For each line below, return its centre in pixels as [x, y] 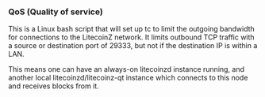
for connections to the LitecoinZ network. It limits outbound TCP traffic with [132, 37]
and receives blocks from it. [54, 86]
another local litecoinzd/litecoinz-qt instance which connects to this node [128, 78]
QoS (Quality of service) [56, 12]
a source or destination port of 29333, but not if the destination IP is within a [133, 46]
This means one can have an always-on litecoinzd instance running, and [126, 69]
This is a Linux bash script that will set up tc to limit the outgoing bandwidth [132, 29]
